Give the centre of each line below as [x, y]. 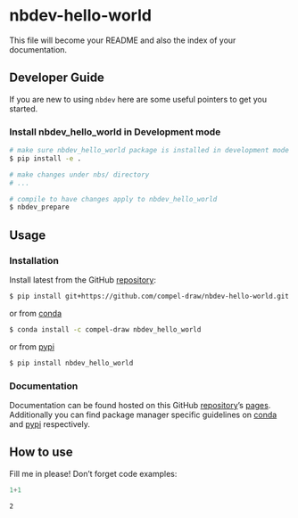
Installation [34, 260]
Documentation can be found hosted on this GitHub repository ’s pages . [140, 405]
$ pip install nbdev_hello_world [71, 363]
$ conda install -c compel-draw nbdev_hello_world [105, 329]
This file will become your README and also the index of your [123, 40]
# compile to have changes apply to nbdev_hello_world [113, 199]
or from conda [36, 313]
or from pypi [32, 346]
